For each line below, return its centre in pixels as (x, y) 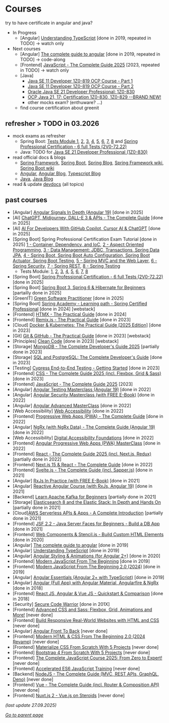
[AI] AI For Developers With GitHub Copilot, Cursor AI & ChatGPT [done (87, 228)
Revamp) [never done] (36, 642)
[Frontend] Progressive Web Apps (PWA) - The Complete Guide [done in (88, 416)
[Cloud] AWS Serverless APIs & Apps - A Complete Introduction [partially (88, 513)
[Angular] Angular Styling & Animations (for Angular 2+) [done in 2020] (86, 556)
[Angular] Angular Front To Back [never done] (60, 631)
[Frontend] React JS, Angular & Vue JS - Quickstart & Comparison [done (88, 593)
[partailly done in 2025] (37, 293)
